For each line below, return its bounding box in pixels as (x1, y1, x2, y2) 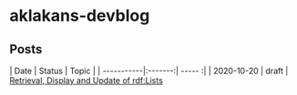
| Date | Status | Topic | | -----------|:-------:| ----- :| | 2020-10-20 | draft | (9, 65, 289, 76)
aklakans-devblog (9, 5, 150, 26)
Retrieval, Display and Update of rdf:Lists (9, 75, 164, 86)
